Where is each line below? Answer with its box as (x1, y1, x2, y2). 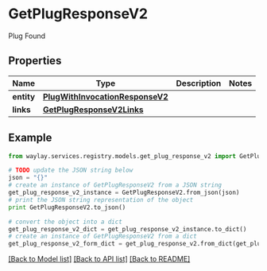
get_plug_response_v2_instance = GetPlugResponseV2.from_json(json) (8, 188, 240, 197)
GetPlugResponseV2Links (42, 104, 144, 115)
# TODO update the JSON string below (8, 166, 133, 175)
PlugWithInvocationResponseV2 (42, 91, 168, 102)
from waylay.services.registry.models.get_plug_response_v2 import (8, 152, 237, 160)
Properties (8, 54, 62, 68)
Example (8, 131, 52, 145)
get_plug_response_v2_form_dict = (8, 240, 123, 248)
